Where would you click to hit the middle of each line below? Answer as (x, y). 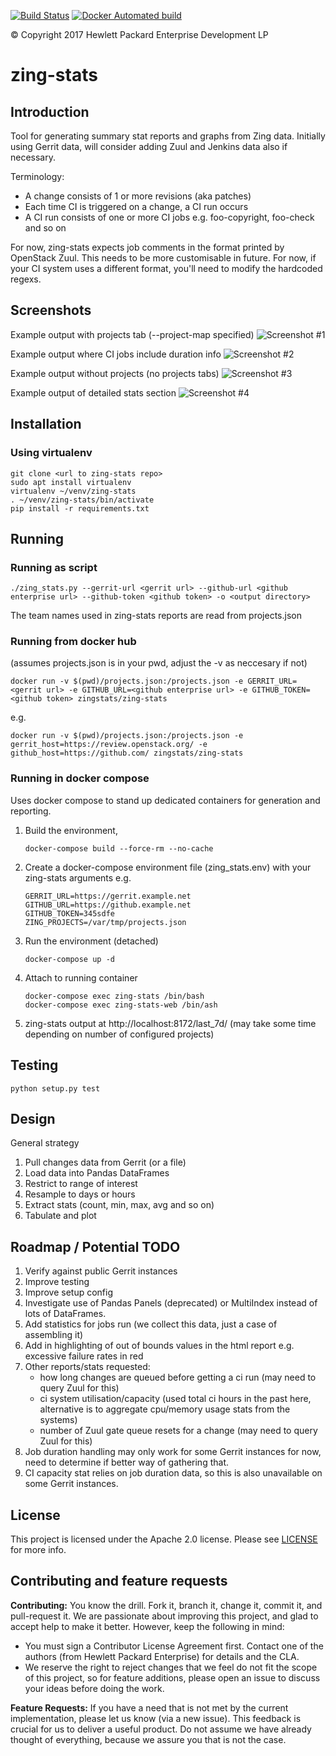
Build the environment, (71, 830)
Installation (46, 424)
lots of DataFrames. (65, 1314)
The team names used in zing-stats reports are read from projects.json (156, 616)
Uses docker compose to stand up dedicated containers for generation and (165, 800)
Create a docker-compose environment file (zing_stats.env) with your (168, 867)
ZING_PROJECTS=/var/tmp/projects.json (105, 922)
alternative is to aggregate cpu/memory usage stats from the (165, 1409)
